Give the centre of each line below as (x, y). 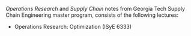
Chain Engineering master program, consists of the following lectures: (92, 15)
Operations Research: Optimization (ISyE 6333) (73, 27)
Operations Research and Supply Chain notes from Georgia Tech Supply (95, 9)
